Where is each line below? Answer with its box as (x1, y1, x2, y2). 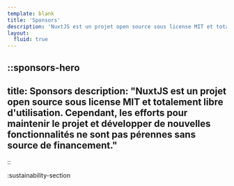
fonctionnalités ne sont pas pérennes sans (7, 128, 196, 140)
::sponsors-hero (7, 62, 80, 74)
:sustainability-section (7, 171, 71, 180)
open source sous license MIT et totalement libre (7, 96, 224, 108)
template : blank (7, 10, 54, 17)
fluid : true (13, 36, 49, 43)
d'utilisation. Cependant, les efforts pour (7, 107, 188, 119)
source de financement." (7, 139, 118, 151)
